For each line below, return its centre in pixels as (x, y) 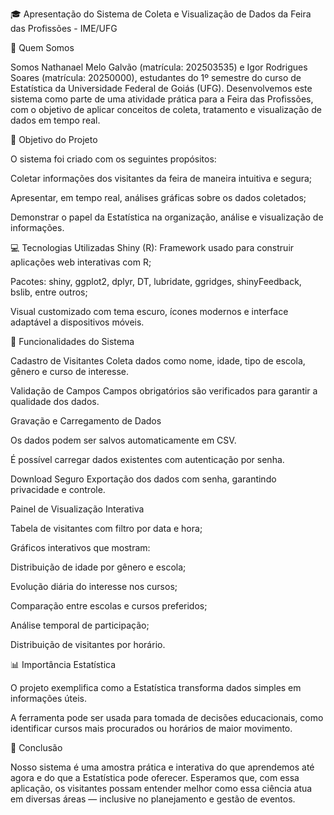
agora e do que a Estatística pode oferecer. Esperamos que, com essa (155, 777)
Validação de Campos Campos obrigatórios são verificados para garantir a (164, 391)
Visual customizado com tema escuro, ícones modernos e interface (149, 311)
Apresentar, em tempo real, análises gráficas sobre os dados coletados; (158, 197)
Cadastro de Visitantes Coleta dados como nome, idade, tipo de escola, (158, 361)
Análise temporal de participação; (80, 625)
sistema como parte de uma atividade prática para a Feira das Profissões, (162, 99)
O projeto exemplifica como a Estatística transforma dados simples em (156, 687)
